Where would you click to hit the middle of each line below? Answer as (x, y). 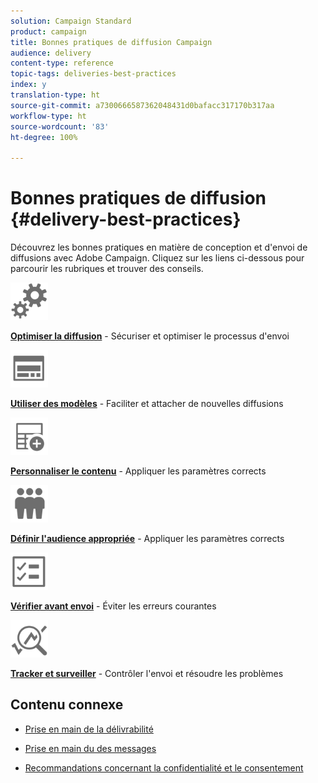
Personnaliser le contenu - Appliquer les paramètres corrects (138, 471)
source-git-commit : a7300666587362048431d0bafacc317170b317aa (142, 105)
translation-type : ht (55, 95)
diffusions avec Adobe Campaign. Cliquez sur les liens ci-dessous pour (157, 258)
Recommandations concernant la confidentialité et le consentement (164, 767)
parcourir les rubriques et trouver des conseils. (107, 269)
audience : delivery (51, 53)
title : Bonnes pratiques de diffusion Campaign (111, 42)
